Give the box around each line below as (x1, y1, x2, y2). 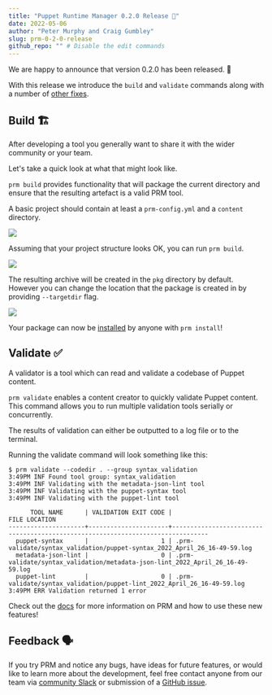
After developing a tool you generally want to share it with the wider (8, 139, 235, 149)
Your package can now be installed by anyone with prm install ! (8, 322, 223, 332)
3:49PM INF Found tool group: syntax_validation (8, 473, 176, 481)
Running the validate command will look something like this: (8, 449, 209, 460)
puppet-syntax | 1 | (15, 536, 173, 545)
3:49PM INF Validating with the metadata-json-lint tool (8, 479, 205, 488)
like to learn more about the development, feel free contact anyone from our (8, 668, 263, 678)
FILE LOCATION (8, 515, 57, 523)
